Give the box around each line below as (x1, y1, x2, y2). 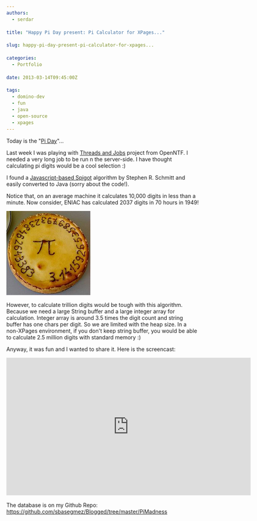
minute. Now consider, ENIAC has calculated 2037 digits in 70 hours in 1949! (6, 199, 199, 206)
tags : (6, 87, 20, 94)
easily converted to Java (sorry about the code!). (6, 180, 129, 188)
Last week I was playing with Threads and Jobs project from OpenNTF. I (6, 149, 188, 156)
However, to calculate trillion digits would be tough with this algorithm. (6, 301, 183, 308)
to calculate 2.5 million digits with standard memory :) (6, 333, 142, 341)
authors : (6, 10, 29, 16)
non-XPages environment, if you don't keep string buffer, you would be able (6, 327, 197, 334)
